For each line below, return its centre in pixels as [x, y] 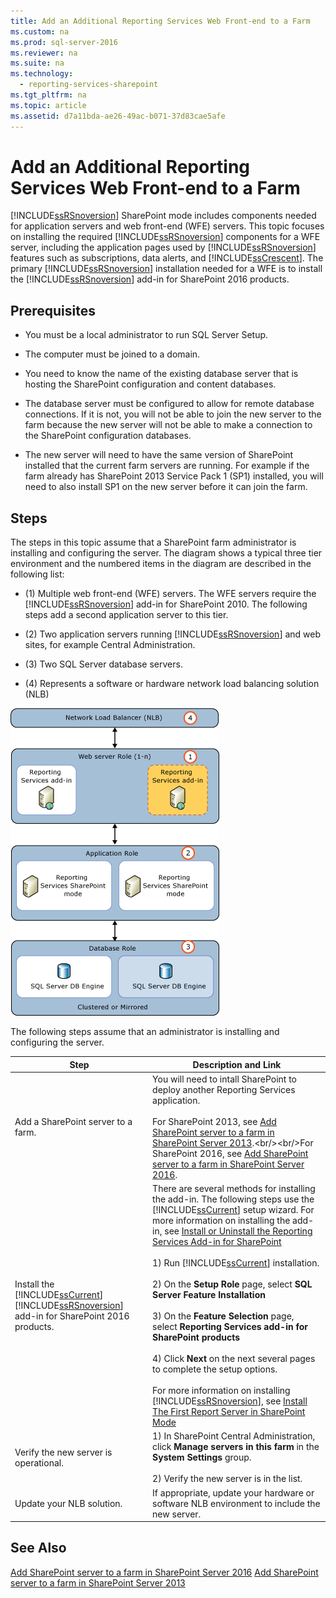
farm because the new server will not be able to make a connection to [168, 425]
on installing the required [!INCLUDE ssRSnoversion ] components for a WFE [165, 237]
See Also [38, 1548]
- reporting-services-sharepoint [89, 85]
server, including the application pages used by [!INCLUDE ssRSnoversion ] [163, 247]
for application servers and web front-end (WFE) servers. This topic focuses [167, 226]
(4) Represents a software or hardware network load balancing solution [172, 684]
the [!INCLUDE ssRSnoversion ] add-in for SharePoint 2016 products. [150, 279]
